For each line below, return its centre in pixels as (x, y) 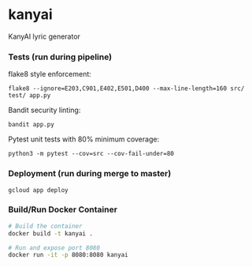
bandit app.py (31, 125)
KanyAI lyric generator (44, 36)
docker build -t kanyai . (50, 233)
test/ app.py (30, 96)
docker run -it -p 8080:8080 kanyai (68, 255)
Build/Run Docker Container (63, 209)
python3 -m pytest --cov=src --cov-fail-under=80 (91, 154)
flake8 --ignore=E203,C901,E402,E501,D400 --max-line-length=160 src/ (126, 88)
